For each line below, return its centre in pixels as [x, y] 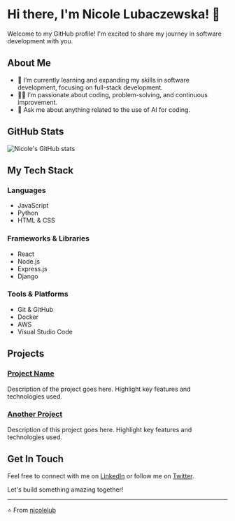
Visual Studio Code [45, 331]
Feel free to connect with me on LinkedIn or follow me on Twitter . [101, 476]
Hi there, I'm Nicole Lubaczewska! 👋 [114, 14]
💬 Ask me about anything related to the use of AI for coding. [104, 109]
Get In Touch [36, 459]
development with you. [40, 41]
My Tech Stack [40, 170]
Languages [27, 190]
